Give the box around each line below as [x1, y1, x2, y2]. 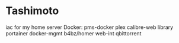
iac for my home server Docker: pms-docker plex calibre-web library [5, 24, 174, 31]
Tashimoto [5, 4, 59, 18]
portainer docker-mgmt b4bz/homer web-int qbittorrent [5, 29, 142, 37]
